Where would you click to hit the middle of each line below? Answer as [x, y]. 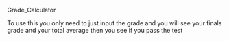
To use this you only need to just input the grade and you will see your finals [114, 23]
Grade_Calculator [32, 10]
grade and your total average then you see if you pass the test [95, 30]
